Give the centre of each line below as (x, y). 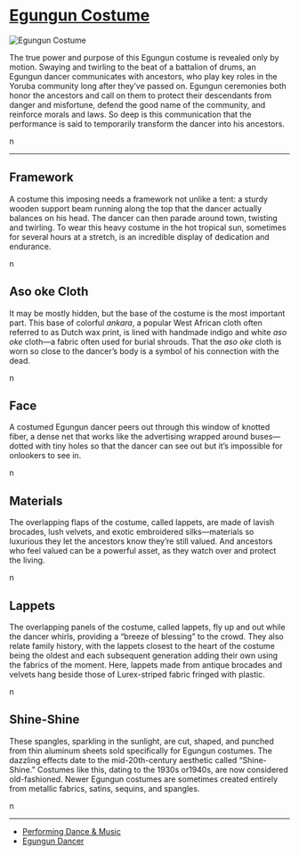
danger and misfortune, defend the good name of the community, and (137, 104)
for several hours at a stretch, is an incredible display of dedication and (139, 236)
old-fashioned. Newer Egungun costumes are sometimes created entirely (144, 779)
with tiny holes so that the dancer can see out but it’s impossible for (159, 446)
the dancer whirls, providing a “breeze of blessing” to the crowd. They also (146, 637)
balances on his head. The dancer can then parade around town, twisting (143, 218)
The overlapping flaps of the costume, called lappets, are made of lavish (142, 522)
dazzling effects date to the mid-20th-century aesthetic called (123, 760)
